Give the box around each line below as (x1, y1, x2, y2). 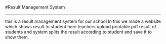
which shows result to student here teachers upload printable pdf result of (5, 24, 157, 29)
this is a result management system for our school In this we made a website (5, 18, 161, 24)
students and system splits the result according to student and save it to (5, 29, 152, 35)
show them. (5, 34, 29, 40)
